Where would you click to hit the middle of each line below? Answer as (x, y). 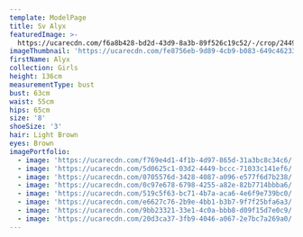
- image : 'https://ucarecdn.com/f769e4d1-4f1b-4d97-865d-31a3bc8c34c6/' (157, 160)
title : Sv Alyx (38, 26)
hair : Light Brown (44, 135)
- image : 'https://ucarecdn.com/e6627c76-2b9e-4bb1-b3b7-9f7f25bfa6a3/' (157, 202)
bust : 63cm (30, 93)
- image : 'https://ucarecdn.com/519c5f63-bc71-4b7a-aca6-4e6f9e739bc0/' (157, 194)
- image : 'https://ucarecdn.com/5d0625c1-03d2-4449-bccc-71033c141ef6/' (157, 169)
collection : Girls (44, 68)
